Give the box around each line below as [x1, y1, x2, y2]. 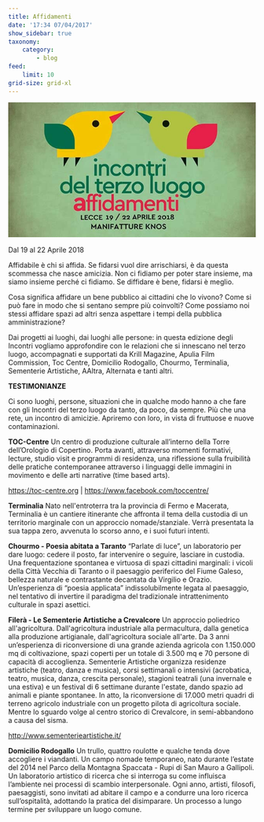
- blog [36, 54, 58, 62]
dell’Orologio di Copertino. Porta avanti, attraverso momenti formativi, [8, 446, 233, 455]
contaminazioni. [8, 422, 60, 431]
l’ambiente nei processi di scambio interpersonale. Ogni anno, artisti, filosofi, [8, 779, 256, 789]
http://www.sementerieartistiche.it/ [8, 731, 122, 740]
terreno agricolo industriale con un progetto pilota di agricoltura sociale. [8, 699, 241, 709]
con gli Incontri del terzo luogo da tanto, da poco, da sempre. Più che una [8, 405, 246, 415]
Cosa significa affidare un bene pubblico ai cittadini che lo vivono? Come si [8, 292, 251, 302]
